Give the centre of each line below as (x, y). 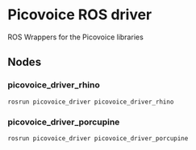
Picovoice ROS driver (80, 15)
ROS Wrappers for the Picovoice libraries (76, 37)
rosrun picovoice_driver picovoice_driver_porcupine (98, 138)
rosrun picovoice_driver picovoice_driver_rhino (91, 102)
